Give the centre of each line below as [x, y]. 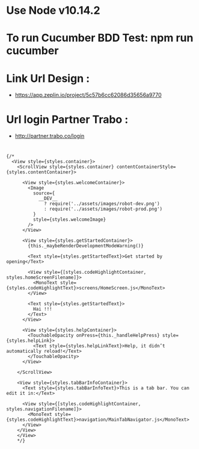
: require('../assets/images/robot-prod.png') [103, 209]
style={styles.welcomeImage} [69, 220]
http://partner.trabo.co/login [50, 136]
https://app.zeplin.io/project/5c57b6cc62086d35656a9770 [88, 95]
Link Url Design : [48, 78]
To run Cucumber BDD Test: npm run [100, 38]
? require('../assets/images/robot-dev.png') [102, 204]
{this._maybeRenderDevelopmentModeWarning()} [86, 246]
